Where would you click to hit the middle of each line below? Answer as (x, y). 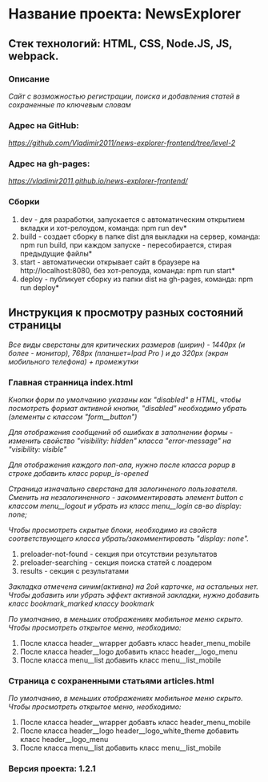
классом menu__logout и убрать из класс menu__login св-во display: (125, 506)
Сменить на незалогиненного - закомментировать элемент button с (126, 497)
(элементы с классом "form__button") (73, 417)
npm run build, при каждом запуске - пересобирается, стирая (126, 244)
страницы (35, 325)
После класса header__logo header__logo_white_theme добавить (129, 731)
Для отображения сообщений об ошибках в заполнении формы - (121, 432)
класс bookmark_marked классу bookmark (81, 603)
